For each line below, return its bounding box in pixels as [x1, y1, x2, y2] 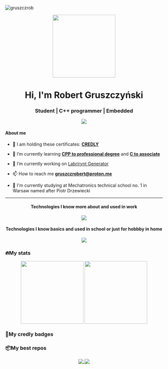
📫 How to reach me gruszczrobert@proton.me [12, 171, 112, 177]
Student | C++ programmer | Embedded [34, 107, 133, 114]
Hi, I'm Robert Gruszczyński [24, 89, 143, 101]
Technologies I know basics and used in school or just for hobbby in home [5, 226, 162, 232]
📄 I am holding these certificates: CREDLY [12, 141, 99, 147]
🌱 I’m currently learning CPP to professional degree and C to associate [12, 151, 160, 157]
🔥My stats [5, 250, 31, 257]
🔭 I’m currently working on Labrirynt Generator [12, 161, 109, 167]
